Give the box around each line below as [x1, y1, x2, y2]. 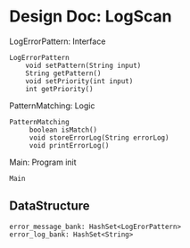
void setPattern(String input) [25, 61, 142, 70]
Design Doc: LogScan [9, 6, 172, 27]
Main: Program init [9, 157, 78, 167]
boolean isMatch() [29, 125, 98, 134]
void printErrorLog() [29, 141, 110, 150]
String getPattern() [25, 69, 102, 78]
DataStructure [9, 199, 91, 214]
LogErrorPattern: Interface [9, 36, 106, 47]
